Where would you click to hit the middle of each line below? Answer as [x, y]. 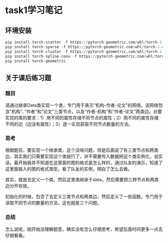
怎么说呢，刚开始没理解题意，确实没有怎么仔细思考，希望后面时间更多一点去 [84, 229]
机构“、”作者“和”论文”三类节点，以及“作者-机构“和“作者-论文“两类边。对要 [87, 111]
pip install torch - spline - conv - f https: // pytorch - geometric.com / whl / [80, 56]
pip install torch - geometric [35, 61]
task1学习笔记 [34, 10]
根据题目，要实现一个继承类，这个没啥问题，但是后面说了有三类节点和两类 [82, 150]
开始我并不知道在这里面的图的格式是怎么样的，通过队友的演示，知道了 [90, 163]
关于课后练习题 [28, 78]
